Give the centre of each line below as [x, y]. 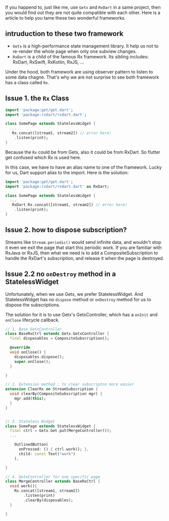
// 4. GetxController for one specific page [53, 477]
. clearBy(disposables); [48, 500]
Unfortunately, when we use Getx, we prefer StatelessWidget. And [74, 294]
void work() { [23, 486]
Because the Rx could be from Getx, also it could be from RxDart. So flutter [83, 152]
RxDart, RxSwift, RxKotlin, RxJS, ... [48, 62]
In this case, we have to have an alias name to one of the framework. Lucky [83, 167]
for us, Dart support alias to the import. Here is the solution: [67, 172]
